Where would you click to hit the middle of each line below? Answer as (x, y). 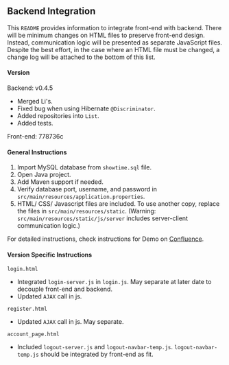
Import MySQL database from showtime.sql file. (84, 167)
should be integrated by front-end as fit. (97, 354)
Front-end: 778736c (35, 137)
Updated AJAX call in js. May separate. (70, 322)
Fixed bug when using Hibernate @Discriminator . (86, 108)
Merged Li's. (35, 102)
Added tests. (35, 123)
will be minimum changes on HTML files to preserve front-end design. (106, 35)
